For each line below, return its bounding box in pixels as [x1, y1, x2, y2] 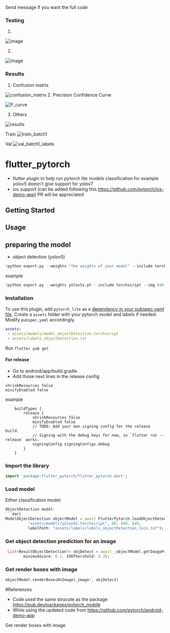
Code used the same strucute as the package [12, 597, 108, 603]
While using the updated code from [12, 607, 87, 613]
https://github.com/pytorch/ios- [98, 186, 164, 192]
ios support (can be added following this [12, 186, 97, 192]
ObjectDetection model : [5, 507, 56, 512]
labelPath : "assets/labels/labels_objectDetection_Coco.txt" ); [27, 526, 164, 531]
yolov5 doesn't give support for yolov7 [12, 181, 94, 187]
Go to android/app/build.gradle [12, 368, 77, 374]
